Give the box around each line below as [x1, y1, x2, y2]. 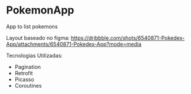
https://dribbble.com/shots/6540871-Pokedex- [70, 34, 185, 41]
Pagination [14, 63, 41, 70]
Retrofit [14, 69, 33, 76]
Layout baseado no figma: [6, 34, 70, 41]
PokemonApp [6, 4, 75, 17]
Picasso [14, 76, 34, 83]
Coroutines [14, 82, 42, 89]
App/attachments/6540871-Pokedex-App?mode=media [6, 41, 142, 48]
